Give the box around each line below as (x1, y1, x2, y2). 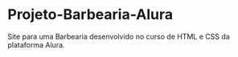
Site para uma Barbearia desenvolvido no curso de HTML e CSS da (7, 32, 230, 41)
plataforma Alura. (7, 40, 65, 49)
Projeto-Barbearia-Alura (7, 6, 174, 24)
